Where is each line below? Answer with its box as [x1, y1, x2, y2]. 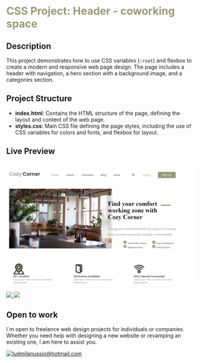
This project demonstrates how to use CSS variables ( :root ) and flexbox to [6, 57, 192, 64]
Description [6, 41, 51, 51]
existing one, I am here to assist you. [6, 338, 97, 346]
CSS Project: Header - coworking [6, 4, 175, 18]
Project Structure [6, 93, 72, 104]
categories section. [6, 76, 54, 83]
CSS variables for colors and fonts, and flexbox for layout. [14, 128, 158, 136]
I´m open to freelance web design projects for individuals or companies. [6, 326, 185, 333]
